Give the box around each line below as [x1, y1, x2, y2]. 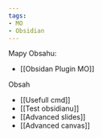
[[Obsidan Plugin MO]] [19, 64, 95, 74]
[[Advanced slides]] [19, 112, 86, 122]
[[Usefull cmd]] [19, 95, 71, 105]
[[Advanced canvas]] [19, 121, 91, 131]
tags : [8, 11, 27, 20]
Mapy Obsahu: [8, 49, 57, 59]
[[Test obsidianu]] [19, 103, 80, 113]
